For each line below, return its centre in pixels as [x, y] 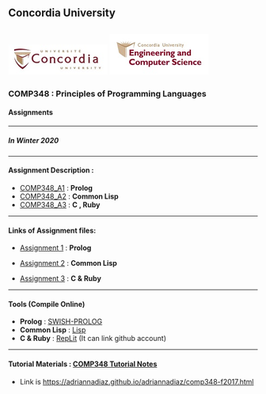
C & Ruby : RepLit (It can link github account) [93, 339]
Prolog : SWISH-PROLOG [61, 322]
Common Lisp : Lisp [53, 330]
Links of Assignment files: [52, 230]
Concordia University [62, 13]
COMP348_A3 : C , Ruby [60, 205]
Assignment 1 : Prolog [55, 248]
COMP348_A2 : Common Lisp [69, 196]
